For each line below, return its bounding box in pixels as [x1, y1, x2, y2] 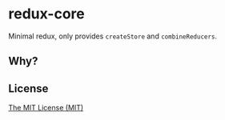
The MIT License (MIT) [8, 103, 84, 113]
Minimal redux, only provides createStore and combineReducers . [8, 31, 218, 41]
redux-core [8, 5, 86, 23]
